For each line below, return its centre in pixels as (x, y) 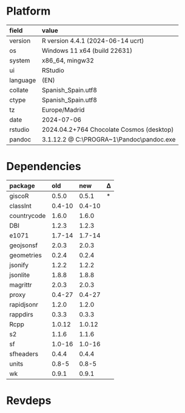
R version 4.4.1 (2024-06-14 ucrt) (93, 41)
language (23, 80)
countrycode (28, 216)
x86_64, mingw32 (68, 60)
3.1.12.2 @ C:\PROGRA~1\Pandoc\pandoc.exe (109, 139)
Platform (29, 11)
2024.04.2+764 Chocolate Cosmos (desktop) (108, 129)
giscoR (19, 196)
